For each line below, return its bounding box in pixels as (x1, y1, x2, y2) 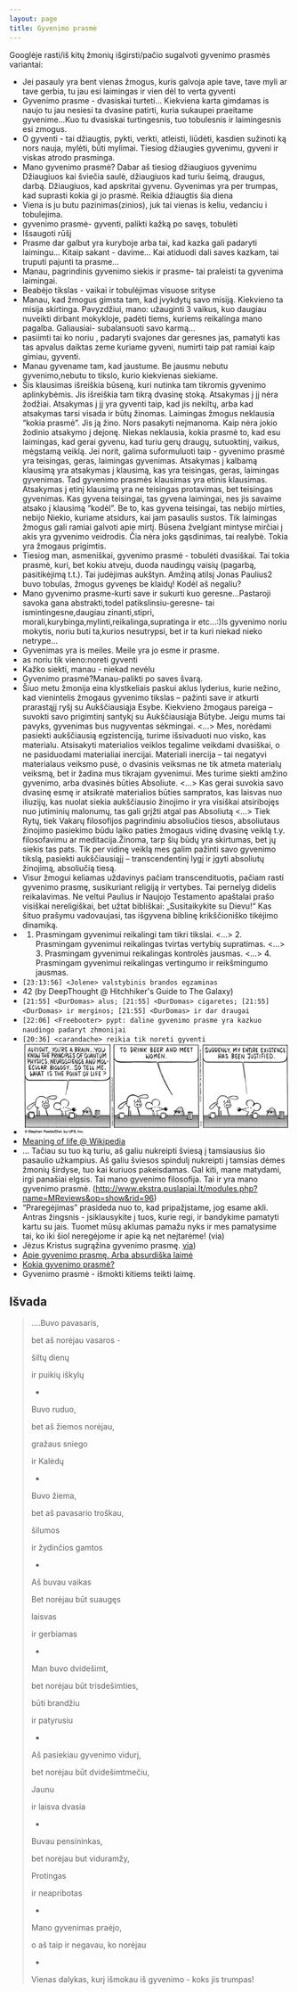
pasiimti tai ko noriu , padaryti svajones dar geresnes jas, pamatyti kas (21, 332, 280, 342)
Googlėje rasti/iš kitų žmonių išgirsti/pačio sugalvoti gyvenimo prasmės (9, 49, 270, 60)
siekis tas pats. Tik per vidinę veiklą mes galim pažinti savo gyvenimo (21, 844, 277, 854)
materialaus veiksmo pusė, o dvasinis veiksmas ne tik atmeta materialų (21, 758, 282, 769)
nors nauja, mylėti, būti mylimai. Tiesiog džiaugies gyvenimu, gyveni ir (21, 143, 278, 153)
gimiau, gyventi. (21, 350, 82, 361)
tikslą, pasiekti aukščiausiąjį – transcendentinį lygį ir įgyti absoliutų (21, 852, 265, 864)
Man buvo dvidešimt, (30, 1663, 109, 1674)
